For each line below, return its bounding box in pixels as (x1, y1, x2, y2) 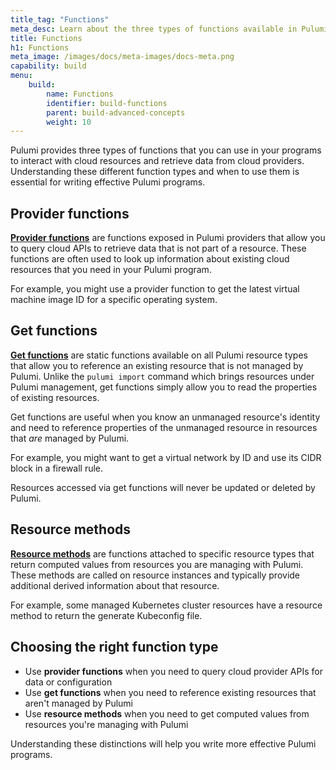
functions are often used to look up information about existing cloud (10, 253, 290, 265)
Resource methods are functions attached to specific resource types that (10, 547, 315, 560)
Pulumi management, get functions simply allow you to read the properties (10, 381, 318, 393)
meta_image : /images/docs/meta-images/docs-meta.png (10, 52, 235, 62)
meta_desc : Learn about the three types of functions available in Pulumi (10, 24, 329, 34)
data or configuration (24, 676, 113, 688)
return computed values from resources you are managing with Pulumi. (10, 558, 304, 570)
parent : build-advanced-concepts (46, 107, 186, 118)
